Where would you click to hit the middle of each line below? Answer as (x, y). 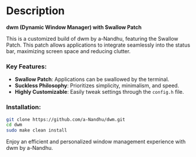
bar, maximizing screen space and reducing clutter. (68, 51)
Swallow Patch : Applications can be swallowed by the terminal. (92, 79)
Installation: (24, 107)
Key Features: (27, 66)
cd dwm (14, 125)
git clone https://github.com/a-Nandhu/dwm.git (66, 119)
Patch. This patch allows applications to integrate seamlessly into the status (98, 45)
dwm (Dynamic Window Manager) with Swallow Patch (74, 27)
